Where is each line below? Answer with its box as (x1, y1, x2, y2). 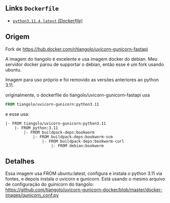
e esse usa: (5, 111, 30, 117)
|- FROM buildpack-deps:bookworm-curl (41, 139, 125, 144)
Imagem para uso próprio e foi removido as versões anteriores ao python (5, 77, 159, 83)
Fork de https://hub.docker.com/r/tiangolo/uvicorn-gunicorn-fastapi (5, 46, 148, 52)
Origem (5, 33, 30, 41)
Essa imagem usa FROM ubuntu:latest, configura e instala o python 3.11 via (5, 170, 162, 176)
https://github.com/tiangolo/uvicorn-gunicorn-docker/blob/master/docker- (5, 187, 163, 193)
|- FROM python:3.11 (14, 125, 58, 131)
